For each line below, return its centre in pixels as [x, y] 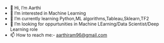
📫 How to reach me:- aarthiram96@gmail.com [58, 35]
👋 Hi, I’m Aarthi [25, 8]
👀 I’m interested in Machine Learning [48, 13]
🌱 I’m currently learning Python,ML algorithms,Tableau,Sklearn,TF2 [79, 18]
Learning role [24, 29]
